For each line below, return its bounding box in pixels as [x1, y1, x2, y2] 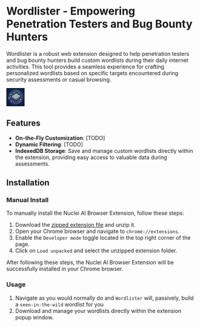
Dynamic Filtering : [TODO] [15, 141, 84, 148]
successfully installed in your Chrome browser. [6, 265, 124, 272]
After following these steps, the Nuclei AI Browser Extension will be [6, 259, 174, 266]
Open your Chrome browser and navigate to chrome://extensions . [15, 228, 180, 235]
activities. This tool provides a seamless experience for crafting [6, 62, 165, 70]
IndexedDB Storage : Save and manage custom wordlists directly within [15, 147, 193, 154]
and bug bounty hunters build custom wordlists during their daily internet [6, 56, 189, 64]
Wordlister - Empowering [6, 4, 135, 18]
